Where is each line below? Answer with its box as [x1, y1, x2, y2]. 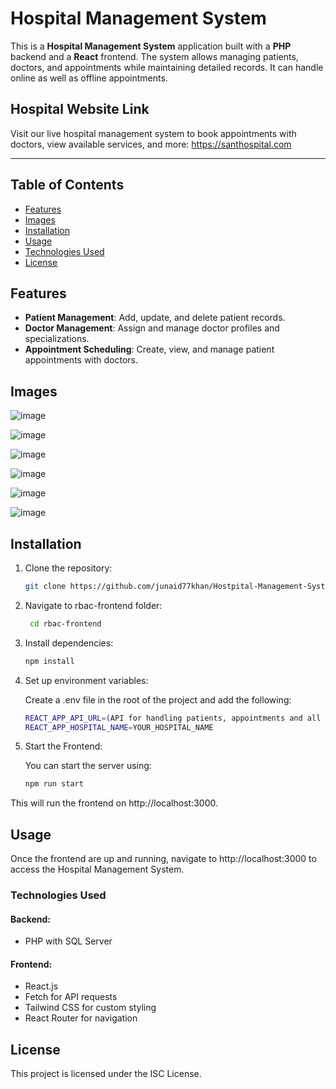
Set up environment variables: [24, 674, 149, 686]
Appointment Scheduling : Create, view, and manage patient [24, 343, 275, 356]
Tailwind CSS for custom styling [24, 1002, 157, 1014]
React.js [24, 980, 59, 992]
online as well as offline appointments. [10, 72, 168, 84]
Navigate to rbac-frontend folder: [24, 599, 163, 611]
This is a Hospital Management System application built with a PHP [10, 40, 292, 52]
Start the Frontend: [24, 740, 103, 752]
